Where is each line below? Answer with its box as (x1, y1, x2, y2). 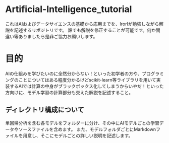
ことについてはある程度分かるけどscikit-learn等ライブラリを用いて (18, 77, 156, 83)
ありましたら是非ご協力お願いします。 (18, 33, 98, 39)
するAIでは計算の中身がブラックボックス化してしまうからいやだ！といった (9, 83, 164, 89)
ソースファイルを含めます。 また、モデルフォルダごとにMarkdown (18, 126, 156, 132)
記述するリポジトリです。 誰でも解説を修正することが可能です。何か (14, 27, 156, 33)
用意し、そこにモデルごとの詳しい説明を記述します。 (22, 132, 133, 138)
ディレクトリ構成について (5, 106, 84, 114)
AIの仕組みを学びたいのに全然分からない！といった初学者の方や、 (5, 70, 142, 77)
